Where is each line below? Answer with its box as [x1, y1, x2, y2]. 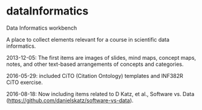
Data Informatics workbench [6, 24, 77, 31]
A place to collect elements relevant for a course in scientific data [6, 36, 170, 43]
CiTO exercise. [6, 79, 44, 86]
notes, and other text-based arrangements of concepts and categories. [6, 60, 184, 68]
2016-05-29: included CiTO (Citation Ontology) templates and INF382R [6, 72, 183, 79]
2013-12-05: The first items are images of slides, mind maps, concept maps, [6, 54, 197, 61]
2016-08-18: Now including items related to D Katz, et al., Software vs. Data [6, 90, 195, 97]
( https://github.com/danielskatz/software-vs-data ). [6, 97, 134, 104]
